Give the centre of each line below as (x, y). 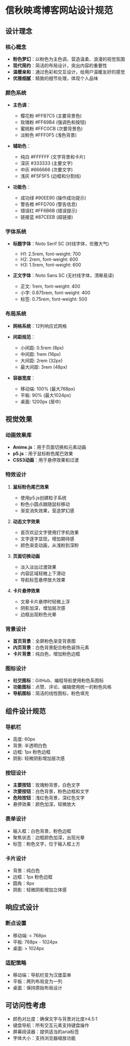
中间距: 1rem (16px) (41, 354)
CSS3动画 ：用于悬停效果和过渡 (46, 460)
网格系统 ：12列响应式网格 (40, 326)
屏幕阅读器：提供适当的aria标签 (46, 1032)
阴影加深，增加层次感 (43, 608)
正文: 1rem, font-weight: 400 (50, 286)
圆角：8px (24, 883)
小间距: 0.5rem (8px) (42, 348)
